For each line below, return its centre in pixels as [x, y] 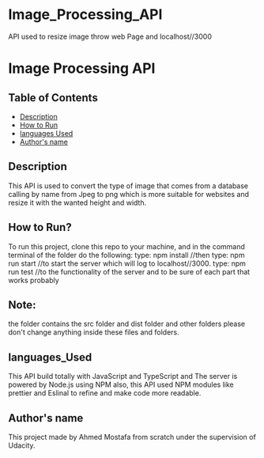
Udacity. [22, 445]
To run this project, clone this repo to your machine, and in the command [126, 246]
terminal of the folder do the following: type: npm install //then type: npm [126, 255]
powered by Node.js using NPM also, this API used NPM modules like [121, 384]
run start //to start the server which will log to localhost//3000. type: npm [127, 263]
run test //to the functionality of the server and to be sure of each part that [129, 271]
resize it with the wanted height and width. [77, 203]
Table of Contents [53, 98]
